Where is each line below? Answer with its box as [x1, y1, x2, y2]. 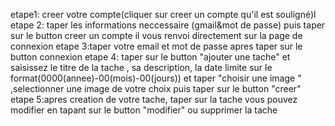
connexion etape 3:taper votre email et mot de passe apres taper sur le [10, 40, 303, 52]
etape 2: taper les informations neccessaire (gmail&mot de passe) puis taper [10, 19, 326, 31]
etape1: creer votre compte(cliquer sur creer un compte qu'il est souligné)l [10, 9, 317, 20]
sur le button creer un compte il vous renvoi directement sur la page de [10, 30, 303, 41]
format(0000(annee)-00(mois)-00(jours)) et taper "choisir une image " [10, 72, 302, 84]
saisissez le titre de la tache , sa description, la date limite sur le [10, 62, 273, 73]
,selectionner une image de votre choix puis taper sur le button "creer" [10, 83, 302, 94]
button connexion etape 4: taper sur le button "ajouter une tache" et [10, 51, 291, 63]
